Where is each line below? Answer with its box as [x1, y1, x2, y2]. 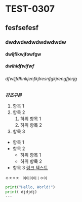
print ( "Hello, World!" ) [5, 184, 56, 190]
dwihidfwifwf [5, 63, 34, 69]
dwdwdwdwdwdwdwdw [5, 39, 67, 46]
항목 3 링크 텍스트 [12, 164, 48, 170]
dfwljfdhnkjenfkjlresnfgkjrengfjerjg [5, 76, 77, 82]
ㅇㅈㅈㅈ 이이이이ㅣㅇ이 [5, 176, 47, 181]
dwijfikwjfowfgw [5, 51, 42, 57]
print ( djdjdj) [5, 189, 37, 194]
